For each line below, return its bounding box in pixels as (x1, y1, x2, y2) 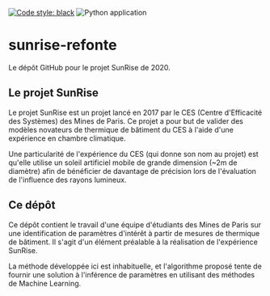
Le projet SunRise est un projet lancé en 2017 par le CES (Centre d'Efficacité (8, 108, 263, 117)
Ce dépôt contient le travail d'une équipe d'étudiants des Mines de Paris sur (8, 219, 261, 230)
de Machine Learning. (8, 278, 82, 288)
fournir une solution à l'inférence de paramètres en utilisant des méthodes (8, 269, 255, 279)
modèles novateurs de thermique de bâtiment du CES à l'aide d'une (8, 125, 234, 134)
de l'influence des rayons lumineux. (8, 175, 127, 184)
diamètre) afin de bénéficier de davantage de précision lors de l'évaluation (8, 166, 257, 175)
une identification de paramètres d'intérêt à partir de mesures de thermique (8, 228, 260, 238)
